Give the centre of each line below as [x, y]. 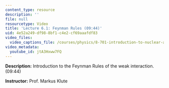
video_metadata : [22, 47]
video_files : [19, 38]
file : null [17, 19]
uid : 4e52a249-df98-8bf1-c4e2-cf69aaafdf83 [52, 33]
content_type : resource [30, 10]
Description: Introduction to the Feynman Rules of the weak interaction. [80, 66]
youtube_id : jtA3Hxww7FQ [36, 51]
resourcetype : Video [27, 24]
